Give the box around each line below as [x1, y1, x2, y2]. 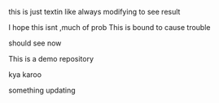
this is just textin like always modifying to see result [8, 7, 181, 16]
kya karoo [8, 70, 42, 79]
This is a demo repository [8, 54, 94, 63]
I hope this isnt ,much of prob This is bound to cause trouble [8, 23, 211, 32]
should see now [8, 38, 62, 48]
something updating [8, 85, 76, 95]
